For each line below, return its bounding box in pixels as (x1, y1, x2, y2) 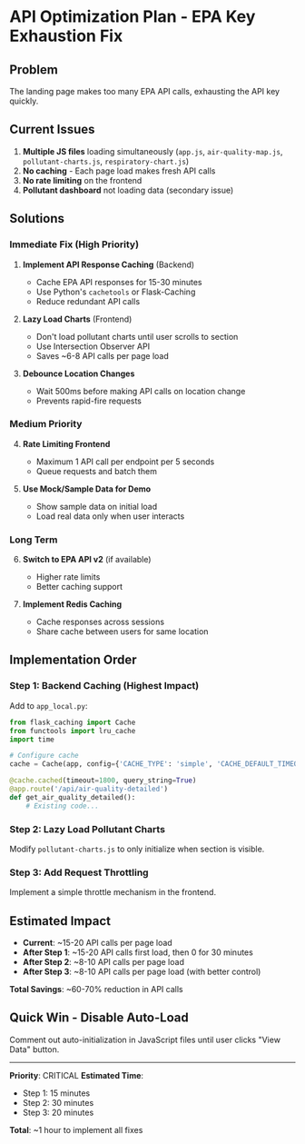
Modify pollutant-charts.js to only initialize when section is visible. (9, 843, 265, 854)
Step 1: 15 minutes (22, 1088, 91, 1099)
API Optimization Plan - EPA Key (9, 6, 256, 27)
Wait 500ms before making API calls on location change (35, 385, 246, 396)
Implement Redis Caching (22, 599, 123, 610)
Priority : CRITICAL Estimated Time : (9, 1069, 143, 1080)
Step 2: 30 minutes (22, 1097, 94, 1108)
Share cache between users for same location (35, 626, 209, 637)
